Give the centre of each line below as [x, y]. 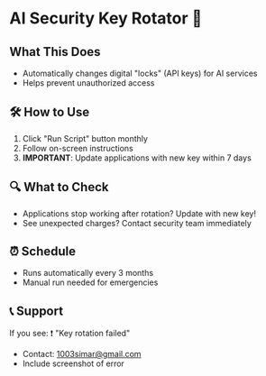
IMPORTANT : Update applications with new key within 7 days [137, 158]
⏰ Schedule [43, 252]
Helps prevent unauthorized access [88, 83]
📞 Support [37, 311]
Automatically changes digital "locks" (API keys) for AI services [140, 73]
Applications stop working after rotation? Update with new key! [139, 213]
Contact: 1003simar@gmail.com [82, 354]
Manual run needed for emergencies [90, 282]
